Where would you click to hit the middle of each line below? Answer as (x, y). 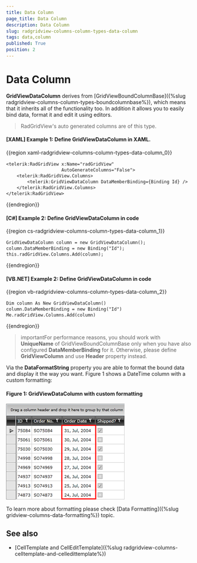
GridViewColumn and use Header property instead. (84, 356)
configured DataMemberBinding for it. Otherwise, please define (98, 350)
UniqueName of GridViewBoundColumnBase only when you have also (106, 344)
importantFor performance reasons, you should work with (90, 337)
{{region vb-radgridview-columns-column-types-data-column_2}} (87, 292)
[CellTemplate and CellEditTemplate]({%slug (68, 548)
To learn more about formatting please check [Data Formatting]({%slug (92, 509)
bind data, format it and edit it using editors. (59, 114)
